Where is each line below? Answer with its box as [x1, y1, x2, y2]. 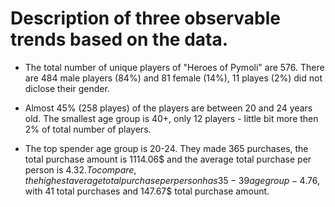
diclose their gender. [24, 82, 110, 94]
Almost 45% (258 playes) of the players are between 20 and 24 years [24, 102, 313, 114]
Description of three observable [10, 7, 282, 30]
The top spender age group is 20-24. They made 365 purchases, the [24, 142, 309, 154]
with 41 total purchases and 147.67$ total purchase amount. [24, 185, 270, 197]
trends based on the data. [10, 28, 229, 51]
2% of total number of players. [24, 123, 152, 135]
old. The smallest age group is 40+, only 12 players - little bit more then [24, 112, 319, 124]
